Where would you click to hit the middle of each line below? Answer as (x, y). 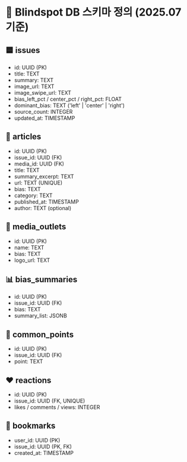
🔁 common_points (40, 334)
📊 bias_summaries (42, 280)
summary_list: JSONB (41, 316)
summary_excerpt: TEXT (44, 176)
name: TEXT (29, 247)
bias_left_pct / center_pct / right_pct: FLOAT (68, 99)
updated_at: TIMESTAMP (45, 118)
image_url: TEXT (34, 86)
